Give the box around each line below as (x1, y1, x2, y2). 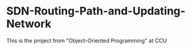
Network (6, 17, 52, 31)
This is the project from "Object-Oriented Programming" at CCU (6, 37, 167, 44)
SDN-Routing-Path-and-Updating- (6, 4, 186, 18)
